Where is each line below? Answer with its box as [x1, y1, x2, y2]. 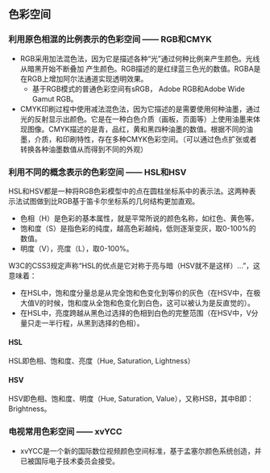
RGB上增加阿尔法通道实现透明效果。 [27, 73, 148, 83]
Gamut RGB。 [31, 93, 78, 103]
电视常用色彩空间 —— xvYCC [8, 426, 123, 438]
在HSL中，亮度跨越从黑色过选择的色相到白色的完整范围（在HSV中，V [19, 308, 251, 317]
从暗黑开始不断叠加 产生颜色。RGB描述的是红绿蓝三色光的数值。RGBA [19, 64, 254, 73]
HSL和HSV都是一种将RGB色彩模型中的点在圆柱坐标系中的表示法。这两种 [8, 186, 249, 196]
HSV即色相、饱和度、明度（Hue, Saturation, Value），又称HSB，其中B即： [8, 394, 254, 404]
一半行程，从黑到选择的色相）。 [41, 317, 144, 328]
